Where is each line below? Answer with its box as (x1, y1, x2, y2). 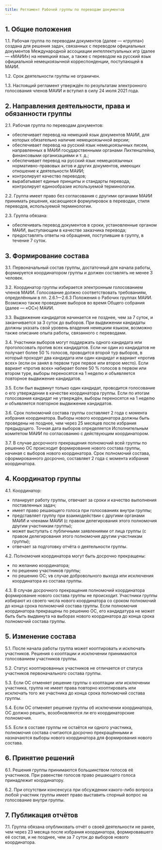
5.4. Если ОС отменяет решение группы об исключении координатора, (5, 705, 153, 710)
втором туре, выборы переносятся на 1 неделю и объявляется (5, 371, 135, 376)
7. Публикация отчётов (5, 811, 79, 819)
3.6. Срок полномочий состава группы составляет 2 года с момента (5, 410, 147, 416)
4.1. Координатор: (5, 487, 42, 494)
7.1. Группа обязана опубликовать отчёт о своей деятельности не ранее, (5, 824, 155, 830)
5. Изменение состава (5, 633, 77, 641)
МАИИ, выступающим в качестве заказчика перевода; (12, 227, 127, 233)
